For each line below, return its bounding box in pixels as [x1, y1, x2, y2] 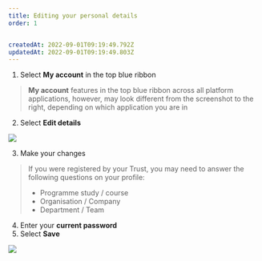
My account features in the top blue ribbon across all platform [27, 86, 234, 95]
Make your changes [19, 149, 86, 159]
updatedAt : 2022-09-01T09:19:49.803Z [8, 48, 135, 56]
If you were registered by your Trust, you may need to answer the [27, 164, 244, 174]
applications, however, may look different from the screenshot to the [27, 94, 254, 104]
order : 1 [8, 19, 38, 27]
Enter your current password [19, 221, 118, 231]
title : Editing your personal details [8, 11, 138, 20]
